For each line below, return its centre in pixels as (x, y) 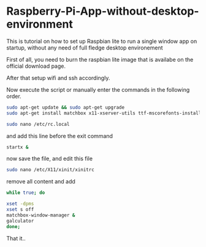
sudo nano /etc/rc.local (38, 124)
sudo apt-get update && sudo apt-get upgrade (65, 107)
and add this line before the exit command (60, 136)
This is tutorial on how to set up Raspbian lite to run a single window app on (102, 41)
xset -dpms (20, 204)
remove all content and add (41, 182)
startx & (17, 147)
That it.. (16, 238)
